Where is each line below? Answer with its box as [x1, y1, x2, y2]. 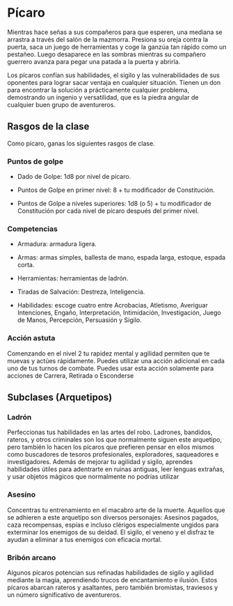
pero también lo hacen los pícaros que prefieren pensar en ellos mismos [7, 443, 214, 452]
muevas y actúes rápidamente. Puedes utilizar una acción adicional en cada [7, 356, 225, 365]
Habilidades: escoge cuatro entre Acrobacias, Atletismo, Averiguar [17, 301, 209, 310]
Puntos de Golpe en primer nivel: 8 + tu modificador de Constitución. [17, 186, 216, 194]
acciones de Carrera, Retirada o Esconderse [7, 371, 134, 380]
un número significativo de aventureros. [7, 590, 122, 599]
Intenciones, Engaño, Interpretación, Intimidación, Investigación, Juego [17, 308, 221, 317]
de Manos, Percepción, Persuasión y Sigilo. [17, 316, 143, 324]
